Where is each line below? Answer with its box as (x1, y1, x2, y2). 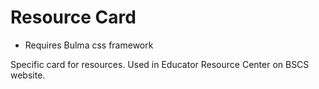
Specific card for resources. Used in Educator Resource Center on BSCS (10, 58, 310, 70)
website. (10, 69, 46, 81)
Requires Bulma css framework (24, 39, 154, 51)
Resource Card (10, 6, 137, 29)
